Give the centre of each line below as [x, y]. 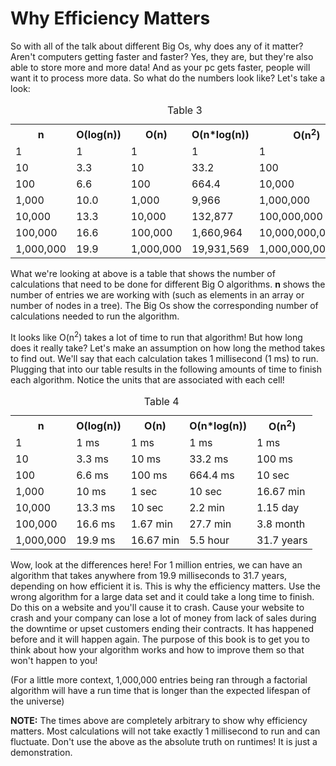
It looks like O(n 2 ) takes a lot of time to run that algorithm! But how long [156, 336]
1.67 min [151, 524]
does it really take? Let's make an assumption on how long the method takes [168, 348]
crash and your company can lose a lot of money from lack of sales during [163, 618]
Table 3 [185, 110]
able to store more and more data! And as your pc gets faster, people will [160, 67]
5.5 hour [209, 540]
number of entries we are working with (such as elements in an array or [157, 295]
